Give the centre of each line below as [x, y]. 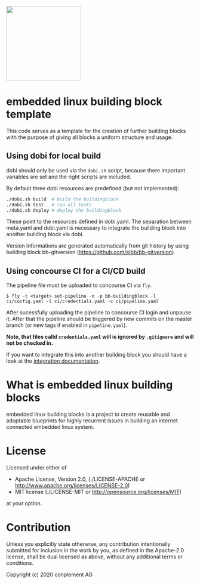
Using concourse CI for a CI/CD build [76, 271]
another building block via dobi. [45, 234]
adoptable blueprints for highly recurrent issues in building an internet [92, 421]
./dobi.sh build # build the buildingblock [62, 199]
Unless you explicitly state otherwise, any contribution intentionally [88, 544]
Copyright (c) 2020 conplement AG [50, 574]
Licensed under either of [36, 468]
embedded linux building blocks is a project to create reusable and [88, 415]
